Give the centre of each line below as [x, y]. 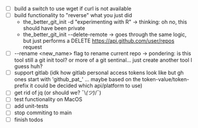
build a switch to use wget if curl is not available [73, 9]
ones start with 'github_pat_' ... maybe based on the [77, 79]
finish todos [28, 119]
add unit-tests [31, 106]
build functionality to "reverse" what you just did [73, 15]
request [32, 47]
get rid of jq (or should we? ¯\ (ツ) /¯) [58, 93]
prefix [21, 86]
